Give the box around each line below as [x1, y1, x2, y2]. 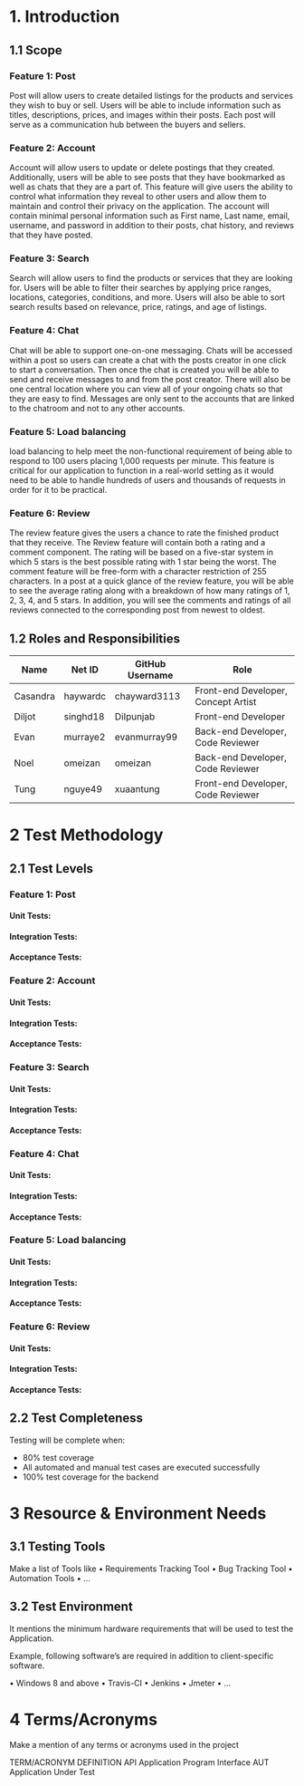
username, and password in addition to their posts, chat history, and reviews [9, 220, 294, 231]
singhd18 [63, 710, 105, 723]
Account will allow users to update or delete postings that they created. [9, 162, 276, 173]
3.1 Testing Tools [9, 1539, 106, 1555]
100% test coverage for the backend [22, 1471, 159, 1482]
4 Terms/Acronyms [9, 1709, 158, 1730]
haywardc [63, 690, 107, 703]
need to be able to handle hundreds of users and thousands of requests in [9, 475, 287, 486]
